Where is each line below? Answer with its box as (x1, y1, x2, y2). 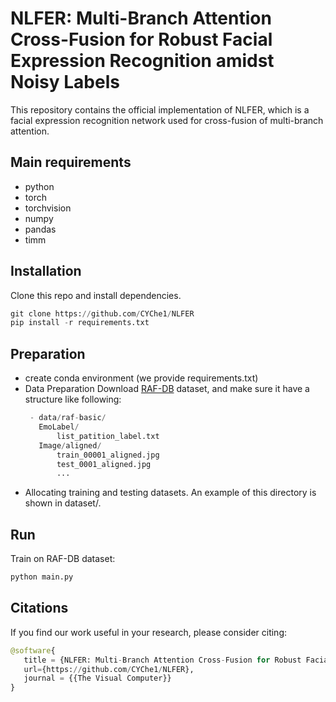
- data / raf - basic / (29, 413, 107, 423)
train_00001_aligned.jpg (56, 450, 160, 460)
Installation (10, 263, 82, 280)
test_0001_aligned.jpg (56, 459, 152, 469)
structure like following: (24, 393, 122, 406)
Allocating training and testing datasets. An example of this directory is (24, 487, 317, 499)
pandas (24, 223, 57, 235)
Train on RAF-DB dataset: (10, 553, 116, 565)
